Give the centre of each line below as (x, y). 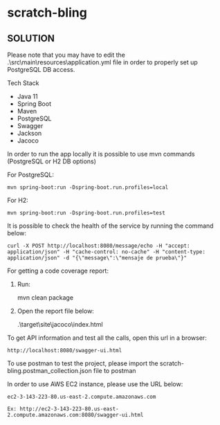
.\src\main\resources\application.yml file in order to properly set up (103, 62)
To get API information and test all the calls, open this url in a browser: (107, 338)
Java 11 (27, 96)
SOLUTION (31, 38)
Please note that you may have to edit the (66, 55)
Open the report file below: (56, 311)
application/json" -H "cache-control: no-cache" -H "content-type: (107, 252)
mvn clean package (45, 298)
